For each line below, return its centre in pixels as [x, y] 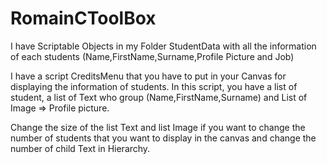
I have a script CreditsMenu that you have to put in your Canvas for [148, 76]
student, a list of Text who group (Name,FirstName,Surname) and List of [159, 97]
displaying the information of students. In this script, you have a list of [154, 86]
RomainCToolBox [83, 18]
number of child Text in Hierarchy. [80, 148]
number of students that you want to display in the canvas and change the [163, 138]
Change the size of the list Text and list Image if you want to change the [158, 127]
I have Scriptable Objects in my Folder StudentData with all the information [163, 46]
